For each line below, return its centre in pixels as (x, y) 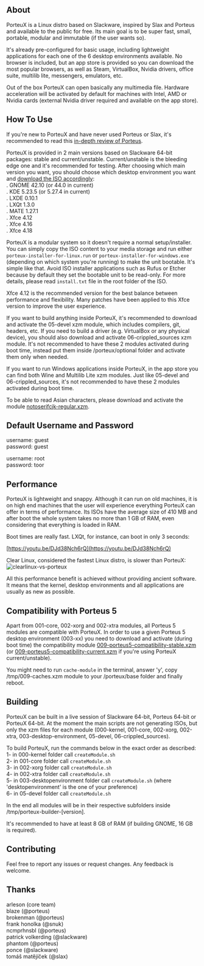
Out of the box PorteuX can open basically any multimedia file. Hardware (98, 87)
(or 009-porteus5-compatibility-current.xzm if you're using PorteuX (91, 652)
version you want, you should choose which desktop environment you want (101, 172)
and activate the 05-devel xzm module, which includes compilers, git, (93, 324)
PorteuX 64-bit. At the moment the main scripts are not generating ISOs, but (102, 723)
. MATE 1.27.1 (22, 211)
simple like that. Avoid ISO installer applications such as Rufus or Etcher (96, 268)
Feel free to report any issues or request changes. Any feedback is (90, 864)
